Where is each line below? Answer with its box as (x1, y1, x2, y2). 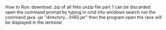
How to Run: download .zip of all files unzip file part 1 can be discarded (5, 4, 151, 10)
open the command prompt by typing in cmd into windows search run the (5, 9, 156, 15)
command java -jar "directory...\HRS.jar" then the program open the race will (5, 15, 162, 20)
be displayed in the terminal (5, 19, 62, 25)
